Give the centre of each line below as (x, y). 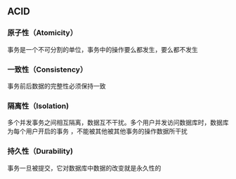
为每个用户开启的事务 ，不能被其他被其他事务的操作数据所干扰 (97, 131)
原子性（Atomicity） (42, 33)
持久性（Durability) (40, 152)
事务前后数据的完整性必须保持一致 (57, 86)
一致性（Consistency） (47, 69)
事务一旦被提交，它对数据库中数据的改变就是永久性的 (84, 168)
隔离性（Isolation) (38, 106)
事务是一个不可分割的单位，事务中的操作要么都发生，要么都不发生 (103, 49)
